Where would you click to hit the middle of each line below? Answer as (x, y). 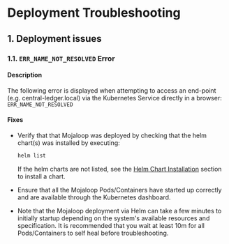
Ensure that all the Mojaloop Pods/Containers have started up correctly (119, 190)
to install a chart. (41, 176)
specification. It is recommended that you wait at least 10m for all (111, 225)
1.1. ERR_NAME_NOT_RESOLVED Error (61, 59)
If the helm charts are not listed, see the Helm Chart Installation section (119, 169)
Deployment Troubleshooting (94, 13)
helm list (32, 155)
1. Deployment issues (55, 39)
